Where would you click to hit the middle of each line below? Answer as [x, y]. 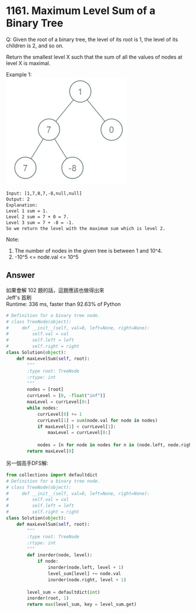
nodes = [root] [45, 390]
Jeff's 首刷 [19, 297]
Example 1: [19, 74]
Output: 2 [18, 199]
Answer [21, 275]
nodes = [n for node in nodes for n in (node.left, [101, 445]
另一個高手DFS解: [27, 463]
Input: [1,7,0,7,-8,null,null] [44, 193]
